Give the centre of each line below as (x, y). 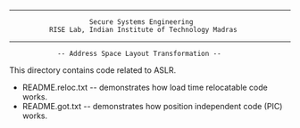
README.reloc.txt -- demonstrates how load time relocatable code (145, 87)
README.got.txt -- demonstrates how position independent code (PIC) (152, 106)
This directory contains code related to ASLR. (93, 70)
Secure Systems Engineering (141, 22)
